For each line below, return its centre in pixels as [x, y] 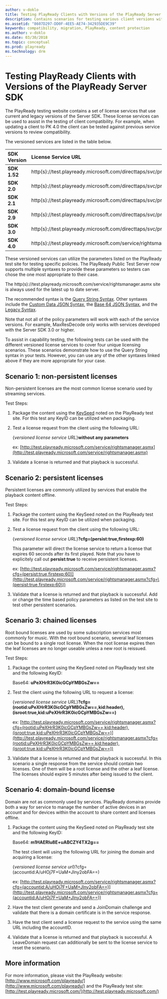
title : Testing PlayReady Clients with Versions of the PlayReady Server [83, 14]
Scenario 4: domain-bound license [60, 790]
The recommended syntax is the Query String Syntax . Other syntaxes [76, 299]
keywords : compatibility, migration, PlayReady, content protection [78, 28]
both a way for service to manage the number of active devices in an [76, 807]
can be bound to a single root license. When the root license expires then [80, 643]
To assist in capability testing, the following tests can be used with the [77, 339]
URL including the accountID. [42, 927]
